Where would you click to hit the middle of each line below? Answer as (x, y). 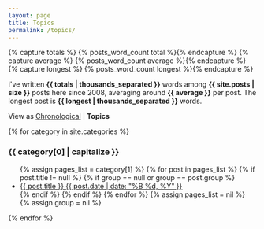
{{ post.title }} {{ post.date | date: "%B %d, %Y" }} (101, 186)
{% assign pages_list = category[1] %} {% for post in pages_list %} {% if (137, 169)
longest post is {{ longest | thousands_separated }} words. (105, 101)
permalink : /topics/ (42, 30)
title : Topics (32, 23)
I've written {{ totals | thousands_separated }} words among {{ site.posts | (131, 84)
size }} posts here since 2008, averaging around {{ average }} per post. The (132, 93)
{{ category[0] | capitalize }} (64, 152)
